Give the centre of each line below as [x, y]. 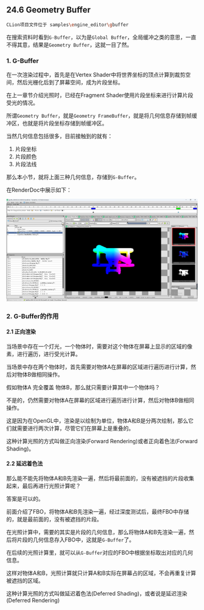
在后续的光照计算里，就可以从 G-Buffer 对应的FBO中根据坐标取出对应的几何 [100, 553]
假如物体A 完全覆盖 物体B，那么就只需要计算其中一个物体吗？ [83, 387]
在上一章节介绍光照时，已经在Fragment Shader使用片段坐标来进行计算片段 [100, 95]
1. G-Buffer [23, 61]
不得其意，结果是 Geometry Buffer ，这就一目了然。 [69, 44]
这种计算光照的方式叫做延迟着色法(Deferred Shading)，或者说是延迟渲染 [97, 594]
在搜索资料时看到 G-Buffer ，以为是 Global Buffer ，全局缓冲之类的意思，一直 [101, 37]
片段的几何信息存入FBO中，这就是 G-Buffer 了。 [76, 540]
